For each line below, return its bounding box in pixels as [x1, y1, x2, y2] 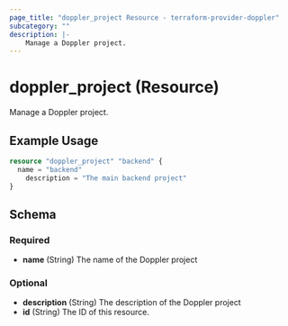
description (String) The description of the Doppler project [22, 297, 241, 308]
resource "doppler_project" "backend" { [9, 157, 164, 166]
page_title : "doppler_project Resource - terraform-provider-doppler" [9, 13, 280, 23]
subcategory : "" [9, 22, 70, 31]
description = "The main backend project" [25, 173, 187, 183]
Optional [9, 276, 48, 289]
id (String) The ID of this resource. [22, 307, 150, 318]
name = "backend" [17, 165, 83, 174]
